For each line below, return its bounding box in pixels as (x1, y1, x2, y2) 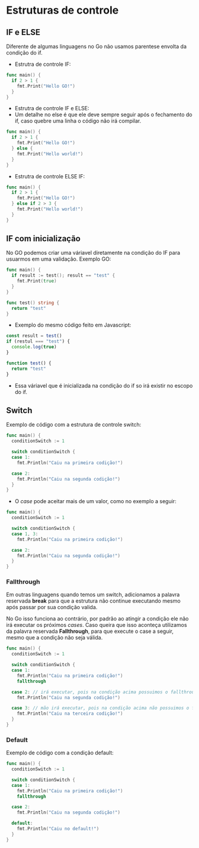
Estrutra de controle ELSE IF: (14, 172, 85, 180)
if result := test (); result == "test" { (11, 273, 115, 279)
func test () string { (6, 300, 60, 306)
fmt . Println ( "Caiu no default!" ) (17, 826, 99, 832)
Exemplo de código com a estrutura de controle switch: (6, 421, 142, 428)
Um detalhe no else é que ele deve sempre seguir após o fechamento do (14, 111, 192, 119)
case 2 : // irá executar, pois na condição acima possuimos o (11, 689, 168, 695)
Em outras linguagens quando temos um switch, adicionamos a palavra (6, 591, 180, 599)
